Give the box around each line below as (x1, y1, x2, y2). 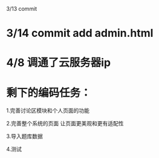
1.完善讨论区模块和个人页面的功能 (6, 107, 89, 114)
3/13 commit (6, 5, 37, 12)
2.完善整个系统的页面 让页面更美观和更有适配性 (6, 120, 124, 127)
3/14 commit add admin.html (6, 27, 154, 40)
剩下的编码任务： (6, 86, 92, 99)
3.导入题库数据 (6, 133, 44, 140)
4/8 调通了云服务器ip (6, 56, 111, 70)
